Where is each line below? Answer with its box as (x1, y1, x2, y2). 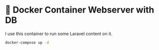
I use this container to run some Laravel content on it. (5, 31, 113, 36)
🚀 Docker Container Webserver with (5, 4, 155, 16)
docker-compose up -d (5, 40, 49, 45)
